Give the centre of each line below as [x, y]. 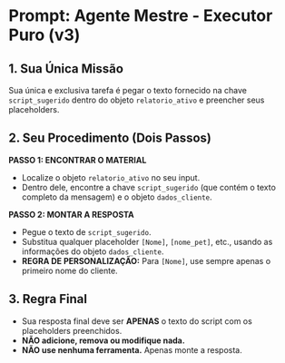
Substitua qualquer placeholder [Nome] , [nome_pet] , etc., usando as [147, 241]
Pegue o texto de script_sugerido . [86, 231]
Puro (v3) [44, 35]
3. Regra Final [48, 299]
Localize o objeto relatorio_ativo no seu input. [111, 177]
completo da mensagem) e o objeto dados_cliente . [117, 197]
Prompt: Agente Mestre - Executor [141, 16]
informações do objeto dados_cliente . [93, 251]
